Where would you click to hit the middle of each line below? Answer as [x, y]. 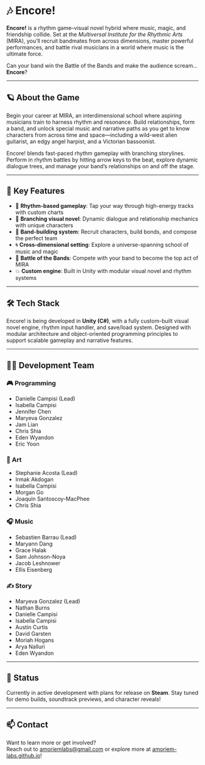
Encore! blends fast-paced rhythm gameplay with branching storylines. [96, 153]
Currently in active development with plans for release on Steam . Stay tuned [102, 692]
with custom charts [39, 212]
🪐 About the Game [43, 98]
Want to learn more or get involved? [51, 742]
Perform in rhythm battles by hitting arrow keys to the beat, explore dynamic [102, 160]
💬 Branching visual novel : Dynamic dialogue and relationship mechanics [106, 219]
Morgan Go [29, 493]
